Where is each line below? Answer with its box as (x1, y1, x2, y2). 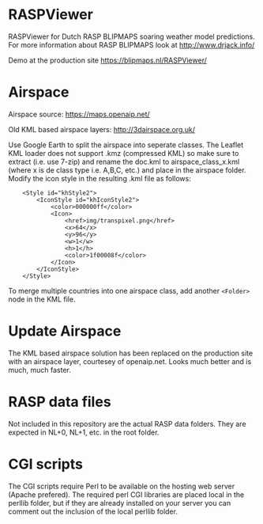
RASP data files (8, 393, 112, 411)
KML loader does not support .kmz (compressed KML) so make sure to (8, 148, 239, 158)
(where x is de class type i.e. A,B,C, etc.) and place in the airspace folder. (8, 165, 246, 175)
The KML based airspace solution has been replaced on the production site (8, 348, 254, 358)
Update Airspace (8, 322, 122, 340)
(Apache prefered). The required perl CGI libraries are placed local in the (8, 489, 245, 499)
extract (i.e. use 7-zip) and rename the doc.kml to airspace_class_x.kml (8, 157, 240, 166)
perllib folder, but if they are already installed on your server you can (8, 498, 231, 507)
